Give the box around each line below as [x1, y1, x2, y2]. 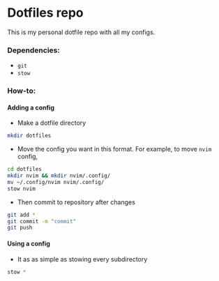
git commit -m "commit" [7, 218, 77, 225]
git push [7, 225, 33, 231]
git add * [7, 211, 36, 218]
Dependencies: [7, 45, 61, 55]
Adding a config [7, 103, 54, 112]
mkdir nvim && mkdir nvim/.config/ [7, 172, 111, 179]
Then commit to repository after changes [17, 197, 136, 206]
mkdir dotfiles [7, 132, 52, 139]
